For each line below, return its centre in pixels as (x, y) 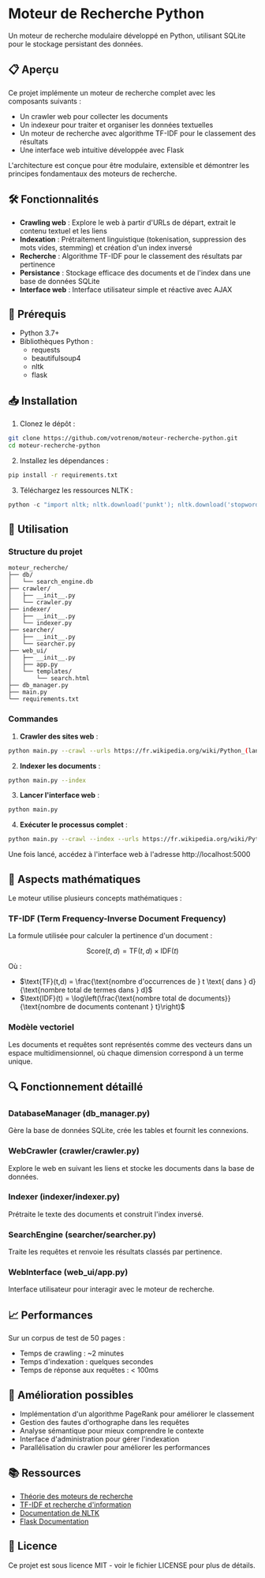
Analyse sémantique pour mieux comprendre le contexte (112, 1431)
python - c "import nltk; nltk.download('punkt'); (91, 505)
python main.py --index (47, 780)
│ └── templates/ (40, 671)
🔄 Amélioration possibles (71, 1395)
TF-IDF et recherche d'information (75, 1505)
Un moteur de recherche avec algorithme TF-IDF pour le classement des (138, 133)
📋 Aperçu (34, 70)
